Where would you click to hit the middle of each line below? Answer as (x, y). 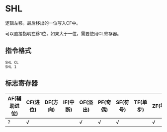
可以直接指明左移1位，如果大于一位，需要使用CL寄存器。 (63, 33)
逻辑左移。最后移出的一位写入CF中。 (43, 23)
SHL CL (12, 63)
